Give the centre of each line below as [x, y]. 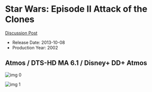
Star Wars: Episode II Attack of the [76, 9]
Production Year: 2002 [35, 47]
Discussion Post [21, 33]
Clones [20, 19]
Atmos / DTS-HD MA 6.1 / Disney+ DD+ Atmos [76, 63]
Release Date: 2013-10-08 [38, 42]
